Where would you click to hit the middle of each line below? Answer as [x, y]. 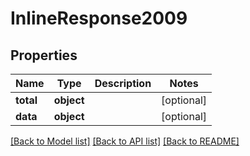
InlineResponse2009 [99, 18]
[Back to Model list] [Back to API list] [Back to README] [125, 141]
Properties [44, 55]
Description [123, 83]
